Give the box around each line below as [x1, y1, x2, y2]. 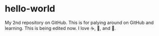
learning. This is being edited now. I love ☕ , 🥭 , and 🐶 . [5, 25, 116, 31]
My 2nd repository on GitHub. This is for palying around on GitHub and [5, 19, 154, 25]
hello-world [5, 3, 56, 14]
